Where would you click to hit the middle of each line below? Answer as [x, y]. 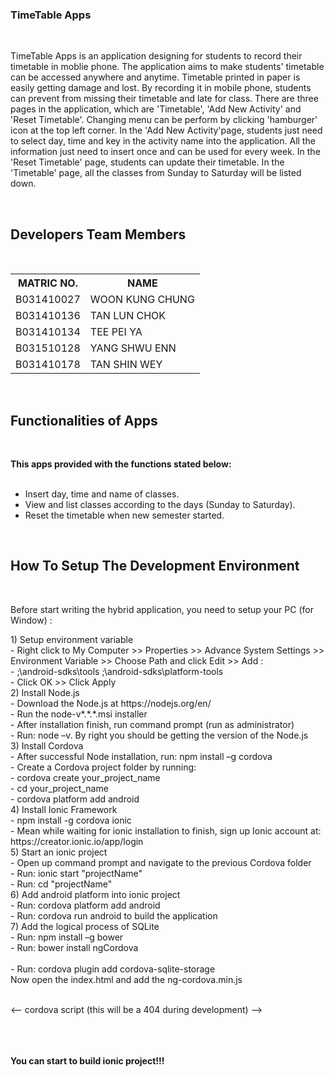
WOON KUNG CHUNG [142, 300]
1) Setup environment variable [72, 639]
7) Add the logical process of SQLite [85, 926]
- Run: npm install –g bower [67, 937]
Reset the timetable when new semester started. [124, 515]
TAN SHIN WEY [126, 365]
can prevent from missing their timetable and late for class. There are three [164, 99]
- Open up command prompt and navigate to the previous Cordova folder [161, 862]
